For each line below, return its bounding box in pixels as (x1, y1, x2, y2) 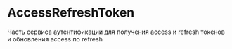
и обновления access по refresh (7, 35, 103, 43)
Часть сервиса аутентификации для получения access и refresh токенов (7, 28, 225, 36)
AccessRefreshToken (7, 5, 135, 21)
